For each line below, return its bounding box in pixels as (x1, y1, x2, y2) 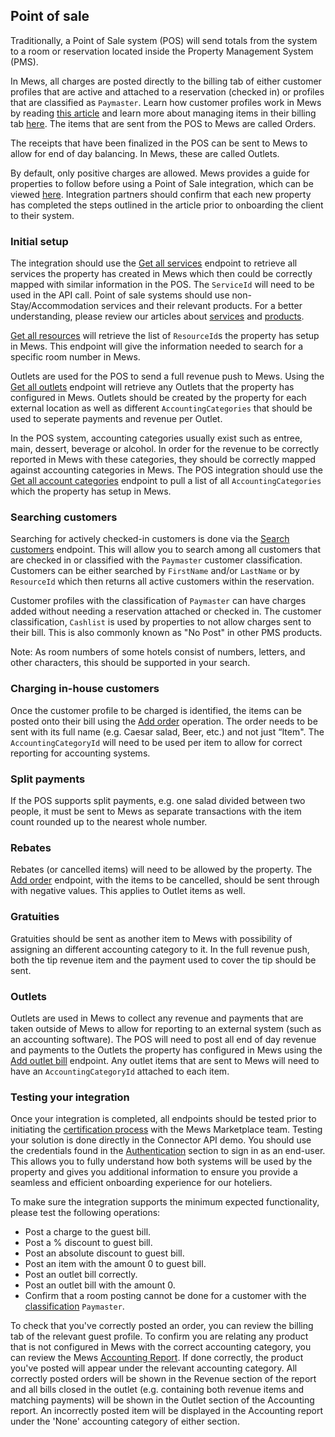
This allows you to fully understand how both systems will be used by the (10, 1155, 313, 1168)
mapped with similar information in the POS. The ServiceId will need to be (10, 279, 315, 291)
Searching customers (10, 510, 118, 524)
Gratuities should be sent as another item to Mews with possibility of (10, 932, 293, 944)
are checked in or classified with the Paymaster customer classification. (10, 554, 303, 566)
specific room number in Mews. (10, 351, 141, 363)
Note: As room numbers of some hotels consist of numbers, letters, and (10, 646, 306, 658)
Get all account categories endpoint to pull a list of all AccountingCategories (10, 475, 322, 487)
